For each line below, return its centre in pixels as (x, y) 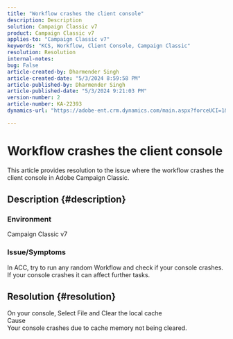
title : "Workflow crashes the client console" (76, 14)
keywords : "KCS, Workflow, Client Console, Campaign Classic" (99, 46)
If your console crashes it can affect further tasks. (79, 274)
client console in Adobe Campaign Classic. (68, 177)
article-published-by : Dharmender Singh (67, 85)
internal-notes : (31, 59)
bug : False (23, 65)
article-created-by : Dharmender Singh (63, 72)
